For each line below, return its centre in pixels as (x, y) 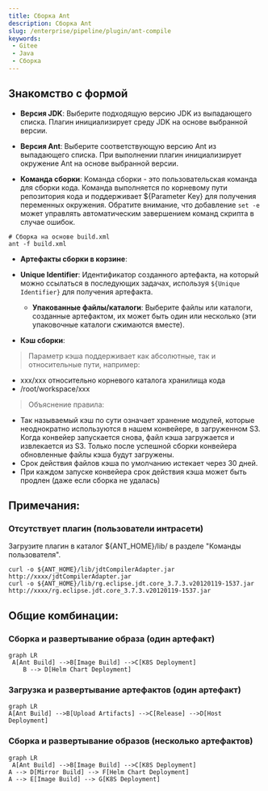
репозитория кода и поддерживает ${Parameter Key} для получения (138, 196)
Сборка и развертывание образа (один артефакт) (112, 638)
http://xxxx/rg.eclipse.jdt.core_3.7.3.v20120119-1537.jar (110, 591)
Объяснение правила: (66, 404)
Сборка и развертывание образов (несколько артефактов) (131, 741)
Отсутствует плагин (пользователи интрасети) (106, 529)
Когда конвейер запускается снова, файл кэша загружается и (127, 437)
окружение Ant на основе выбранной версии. (99, 163)
